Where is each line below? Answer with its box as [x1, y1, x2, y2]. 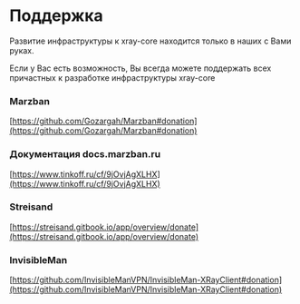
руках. [9, 44, 34, 55]
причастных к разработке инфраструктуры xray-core [9, 72, 216, 83]
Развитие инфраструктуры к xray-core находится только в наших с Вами [9, 35, 292, 46]
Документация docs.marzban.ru [9, 148, 161, 161]
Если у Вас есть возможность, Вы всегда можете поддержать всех [9, 63, 272, 74]
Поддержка [9, 5, 104, 26]
